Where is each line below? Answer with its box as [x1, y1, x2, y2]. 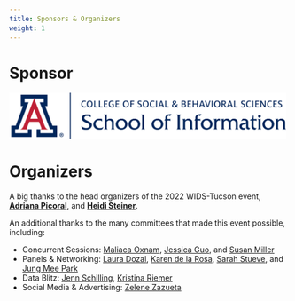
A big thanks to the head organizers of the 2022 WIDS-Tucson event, [9, 191, 261, 202]
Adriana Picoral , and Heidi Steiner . [9, 200, 139, 210]
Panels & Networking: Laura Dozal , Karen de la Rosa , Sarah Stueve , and [21, 253, 283, 264]
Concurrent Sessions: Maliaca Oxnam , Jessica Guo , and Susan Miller [21, 244, 275, 255]
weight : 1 [9, 23, 46, 33]
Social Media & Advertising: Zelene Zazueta [21, 281, 182, 292]
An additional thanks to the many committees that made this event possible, [9, 218, 286, 228]
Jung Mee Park [21, 263, 78, 273]
